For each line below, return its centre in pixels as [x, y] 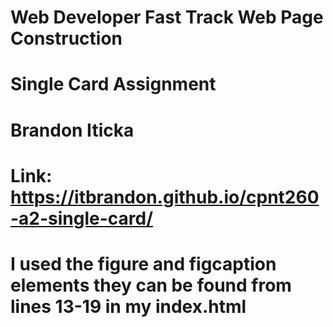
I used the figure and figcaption [143, 263]
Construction [66, 38]
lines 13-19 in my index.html [128, 306]
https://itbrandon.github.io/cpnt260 [165, 197]
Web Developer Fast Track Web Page [167, 17]
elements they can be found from [151, 285]
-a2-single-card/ [82, 218]
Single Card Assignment [113, 84]
